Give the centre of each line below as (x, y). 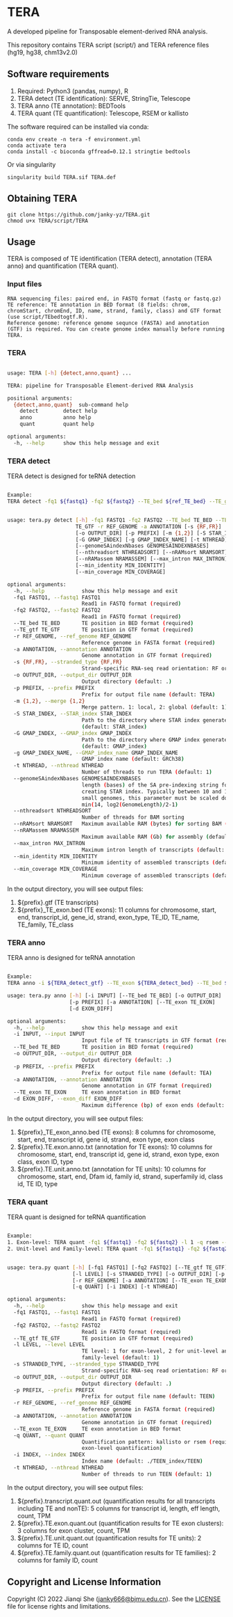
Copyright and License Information (84, 1582)
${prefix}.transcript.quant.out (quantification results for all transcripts (116, 1501)
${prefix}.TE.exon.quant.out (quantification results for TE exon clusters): (120, 1523)
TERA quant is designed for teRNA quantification (77, 1217)
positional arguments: (40, 398)
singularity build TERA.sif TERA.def (62, 177)
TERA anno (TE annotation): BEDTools (71, 106)
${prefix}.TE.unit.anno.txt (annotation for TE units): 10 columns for (112, 1169)
